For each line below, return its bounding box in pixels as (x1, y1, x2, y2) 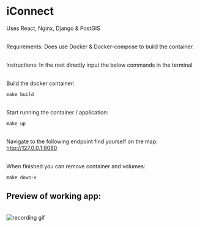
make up (6, 121, 26, 127)
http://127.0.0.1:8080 (6, 144, 57, 151)
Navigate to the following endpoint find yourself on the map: (6, 138, 158, 145)
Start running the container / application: (6, 108, 109, 116)
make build (6, 91, 34, 97)
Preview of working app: (6, 191, 102, 201)
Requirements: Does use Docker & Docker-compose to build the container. (6, 43, 194, 50)
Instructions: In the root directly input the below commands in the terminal (6, 61, 193, 69)
